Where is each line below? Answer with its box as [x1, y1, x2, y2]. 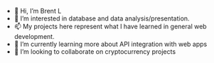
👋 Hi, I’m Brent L [14, 7, 62, 15]
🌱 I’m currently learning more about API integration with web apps [14, 40, 208, 48]
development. [14, 33, 55, 40]
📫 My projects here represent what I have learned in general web [14, 22, 208, 30]
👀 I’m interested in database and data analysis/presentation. [14, 14, 190, 23]
